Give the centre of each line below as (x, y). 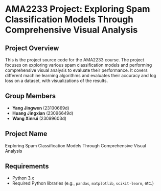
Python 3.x (23, 178)
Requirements (27, 166)
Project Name (26, 134)
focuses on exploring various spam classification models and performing (79, 65)
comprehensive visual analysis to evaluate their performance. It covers (76, 70)
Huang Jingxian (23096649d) (43, 113)
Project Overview (32, 48)
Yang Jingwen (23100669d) (41, 108)
